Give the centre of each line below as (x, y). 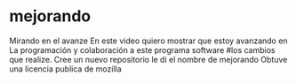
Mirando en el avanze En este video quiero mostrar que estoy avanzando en (148, 41)
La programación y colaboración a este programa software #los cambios (142, 49)
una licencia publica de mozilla (65, 69)
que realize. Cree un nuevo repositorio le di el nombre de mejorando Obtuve (148, 59)
